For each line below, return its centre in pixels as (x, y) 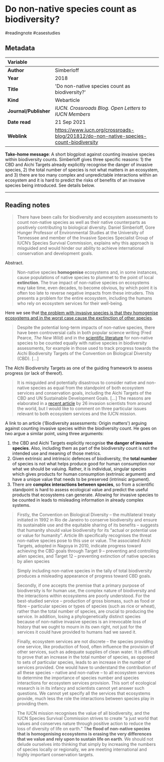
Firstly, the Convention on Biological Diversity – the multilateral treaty (86, 514)
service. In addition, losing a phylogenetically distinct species (79, 616)
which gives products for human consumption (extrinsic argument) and (83, 474)
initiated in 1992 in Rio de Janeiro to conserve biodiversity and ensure (87, 520)
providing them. (33, 703)
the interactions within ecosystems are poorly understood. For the (83, 596)
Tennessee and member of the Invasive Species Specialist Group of (85, 238)
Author (16, 70)
